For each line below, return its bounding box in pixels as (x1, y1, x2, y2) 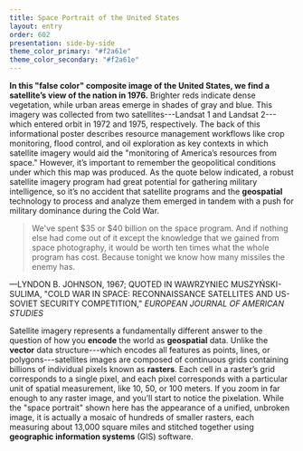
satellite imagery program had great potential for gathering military (9, 177, 258, 187)
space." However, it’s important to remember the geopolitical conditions (9, 158, 276, 168)
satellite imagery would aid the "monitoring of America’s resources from (9, 148, 278, 158)
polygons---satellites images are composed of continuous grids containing (9, 354, 289, 365)
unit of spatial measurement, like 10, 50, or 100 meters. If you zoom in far (9, 383, 280, 394)
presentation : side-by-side (9, 38, 116, 48)
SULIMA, (9, 289, 43, 299)
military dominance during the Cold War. (9, 206, 160, 216)
